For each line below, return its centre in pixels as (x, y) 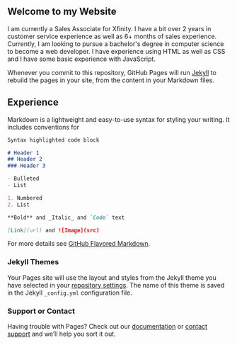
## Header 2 (25, 159)
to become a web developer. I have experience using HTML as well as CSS (116, 51)
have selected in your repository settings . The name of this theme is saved (116, 285)
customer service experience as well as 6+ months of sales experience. (112, 36)
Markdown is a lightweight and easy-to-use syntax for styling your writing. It (118, 119)
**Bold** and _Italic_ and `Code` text (66, 217)
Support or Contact (41, 311)
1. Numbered (25, 198)
